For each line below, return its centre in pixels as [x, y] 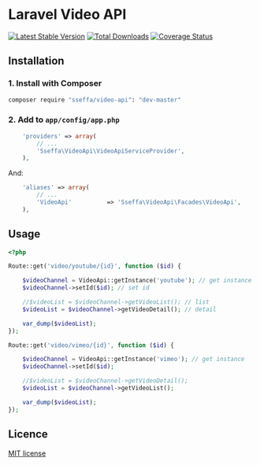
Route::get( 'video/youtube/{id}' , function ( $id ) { [95, 266]
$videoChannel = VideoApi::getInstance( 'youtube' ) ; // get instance [137, 281]
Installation [36, 61]
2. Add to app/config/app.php [64, 120]
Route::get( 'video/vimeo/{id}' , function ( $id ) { [91, 345]
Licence [28, 434]
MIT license [27, 453]
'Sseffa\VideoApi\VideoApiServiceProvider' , [111, 151]
